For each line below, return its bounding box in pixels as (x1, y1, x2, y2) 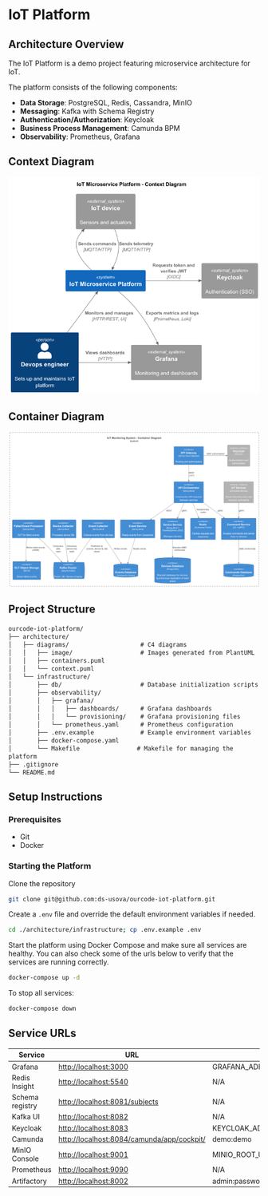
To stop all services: (8, 988, 74, 998)
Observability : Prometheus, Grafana (19, 132, 140, 141)
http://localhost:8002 (58, 1176, 129, 1186)
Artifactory (11, 1176, 48, 1186)
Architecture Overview (8, 38, 124, 51)
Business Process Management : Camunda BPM (19, 124, 181, 133)
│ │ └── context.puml (8, 664, 94, 672)
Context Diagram (8, 155, 95, 168)
